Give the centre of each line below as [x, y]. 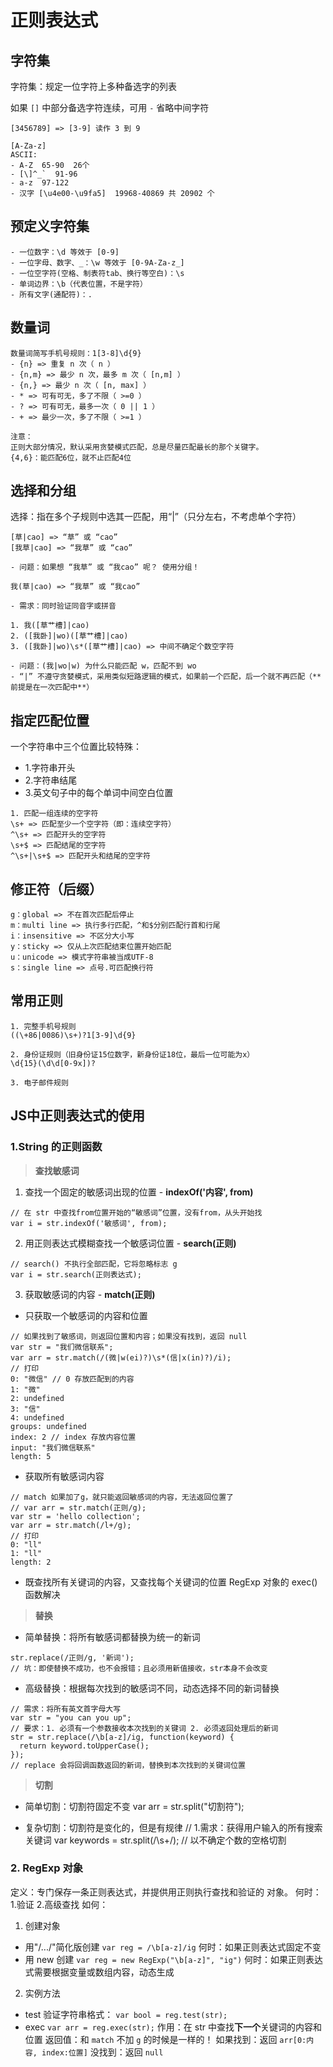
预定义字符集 [50, 226]
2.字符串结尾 [51, 780]
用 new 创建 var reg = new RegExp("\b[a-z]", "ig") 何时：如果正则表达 [174, 1959]
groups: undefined [48, 1426]
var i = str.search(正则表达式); [76, 1274]
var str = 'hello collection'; [75, 1516]
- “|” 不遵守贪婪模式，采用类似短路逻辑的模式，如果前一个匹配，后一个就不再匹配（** [166, 677]
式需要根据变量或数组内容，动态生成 [99, 1972]
